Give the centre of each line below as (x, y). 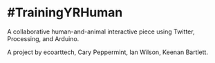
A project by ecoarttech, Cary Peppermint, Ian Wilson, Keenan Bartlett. (108, 52)
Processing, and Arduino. (43, 38)
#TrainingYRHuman (65, 13)
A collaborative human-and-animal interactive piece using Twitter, (101, 32)
